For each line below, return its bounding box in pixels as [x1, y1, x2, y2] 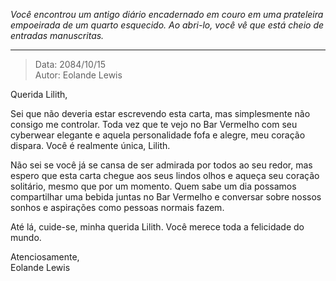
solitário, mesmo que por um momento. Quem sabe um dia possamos [10, 180, 297, 192]
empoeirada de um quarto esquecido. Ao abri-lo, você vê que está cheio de [10, 19, 325, 31]
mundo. [10, 232, 42, 243]
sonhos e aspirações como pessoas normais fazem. [10, 202, 225, 213]
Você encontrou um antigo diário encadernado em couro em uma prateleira [10, 9, 324, 20]
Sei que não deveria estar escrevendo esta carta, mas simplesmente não [10, 108, 311, 119]
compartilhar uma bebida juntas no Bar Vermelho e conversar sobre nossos [10, 191, 322, 203]
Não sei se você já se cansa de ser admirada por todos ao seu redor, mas [10, 159, 313, 171]
